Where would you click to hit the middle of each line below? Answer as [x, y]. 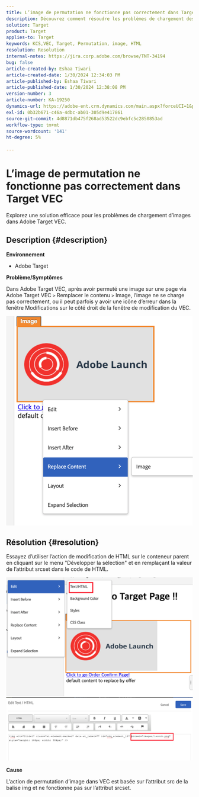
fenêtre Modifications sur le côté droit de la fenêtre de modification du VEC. [99, 307]
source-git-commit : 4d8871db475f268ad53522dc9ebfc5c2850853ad [84, 118]
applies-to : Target [30, 38]
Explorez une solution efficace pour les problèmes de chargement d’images [99, 215]
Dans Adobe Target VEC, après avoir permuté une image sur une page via [96, 289]
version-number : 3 [29, 94]
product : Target [26, 31]
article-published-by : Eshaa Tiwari [51, 81]
